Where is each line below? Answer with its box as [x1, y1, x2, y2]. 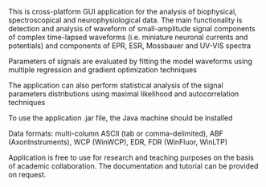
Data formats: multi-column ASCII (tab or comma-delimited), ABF [8, 128, 223, 138]
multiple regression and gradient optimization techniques [8, 65, 197, 75]
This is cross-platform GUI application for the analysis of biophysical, [8, 7, 237, 16]
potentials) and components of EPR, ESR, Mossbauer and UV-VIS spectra [8, 41, 252, 51]
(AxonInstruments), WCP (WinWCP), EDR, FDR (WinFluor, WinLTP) [8, 137, 227, 147]
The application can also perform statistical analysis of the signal [8, 80, 223, 90]
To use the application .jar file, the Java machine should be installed [8, 113, 233, 123]
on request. [8, 170, 47, 179]
